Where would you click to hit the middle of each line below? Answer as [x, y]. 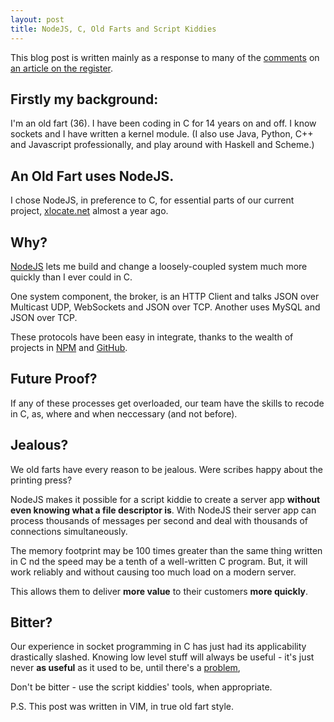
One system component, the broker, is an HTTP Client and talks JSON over [165, 296]
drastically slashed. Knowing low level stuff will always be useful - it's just [162, 657]
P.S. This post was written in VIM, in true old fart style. [122, 707]
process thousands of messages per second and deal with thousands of [159, 520]
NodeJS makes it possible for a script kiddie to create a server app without [165, 499]
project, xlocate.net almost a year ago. [89, 211]
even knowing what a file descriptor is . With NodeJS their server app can [163, 510]
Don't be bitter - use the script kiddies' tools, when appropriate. [141, 687]
